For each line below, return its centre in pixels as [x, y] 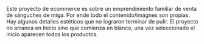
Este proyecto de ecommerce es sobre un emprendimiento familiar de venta [101, 9]
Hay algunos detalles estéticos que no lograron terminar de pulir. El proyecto [102, 21]
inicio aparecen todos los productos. [52, 34]
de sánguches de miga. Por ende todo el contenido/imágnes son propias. [98, 15]
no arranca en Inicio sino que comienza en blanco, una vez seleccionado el [101, 28]
